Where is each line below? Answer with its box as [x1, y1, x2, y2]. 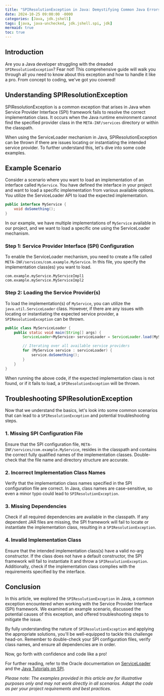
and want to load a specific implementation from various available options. [5, 187, 155, 193]
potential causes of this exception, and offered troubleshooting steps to [5, 611, 149, 617]
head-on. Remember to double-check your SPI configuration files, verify [5, 636, 151, 642]
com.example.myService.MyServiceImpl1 [5, 274, 84, 279]
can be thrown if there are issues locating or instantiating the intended [5, 139, 146, 145]
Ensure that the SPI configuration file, [5, 441, 81, 447]
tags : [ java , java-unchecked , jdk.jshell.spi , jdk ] [5, 21, 112, 26]
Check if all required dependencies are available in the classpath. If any [5, 514, 149, 520]
